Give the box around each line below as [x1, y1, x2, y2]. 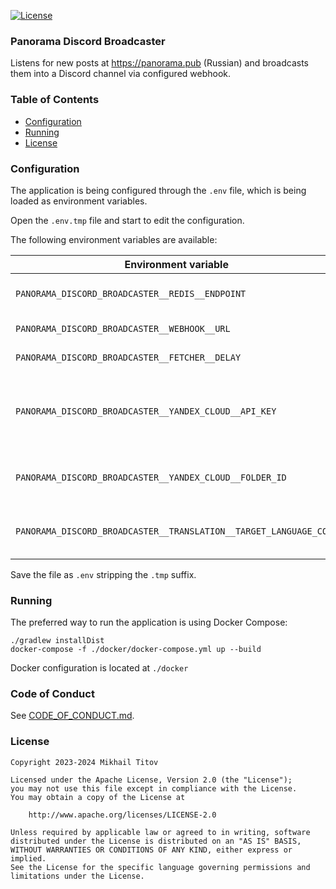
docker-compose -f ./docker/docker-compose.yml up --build [10, 645, 262, 655]
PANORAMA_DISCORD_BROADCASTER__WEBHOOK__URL [15, 323, 231, 334]
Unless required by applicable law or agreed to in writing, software [10, 827, 311, 837]
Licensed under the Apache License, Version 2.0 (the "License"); [10, 775, 293, 785]
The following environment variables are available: [10, 233, 218, 245]
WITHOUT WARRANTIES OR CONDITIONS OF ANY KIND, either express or [10, 845, 293, 855]
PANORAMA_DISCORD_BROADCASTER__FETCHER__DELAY [15, 351, 242, 363]
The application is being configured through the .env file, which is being [10, 184, 307, 196]
